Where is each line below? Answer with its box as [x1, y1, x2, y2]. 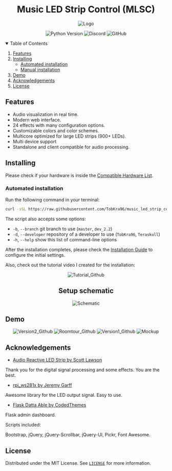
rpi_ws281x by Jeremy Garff [12, 382, 72, 388]
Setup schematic [58, 286, 114, 295]
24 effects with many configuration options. [12, 122, 105, 128]
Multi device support [12, 138, 57, 144]
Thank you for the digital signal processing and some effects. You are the [5, 367, 160, 373]
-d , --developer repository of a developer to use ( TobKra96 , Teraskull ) [12, 231, 160, 237]
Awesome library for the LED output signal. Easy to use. [5, 392, 123, 398]
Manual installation [20, 66, 60, 73]
